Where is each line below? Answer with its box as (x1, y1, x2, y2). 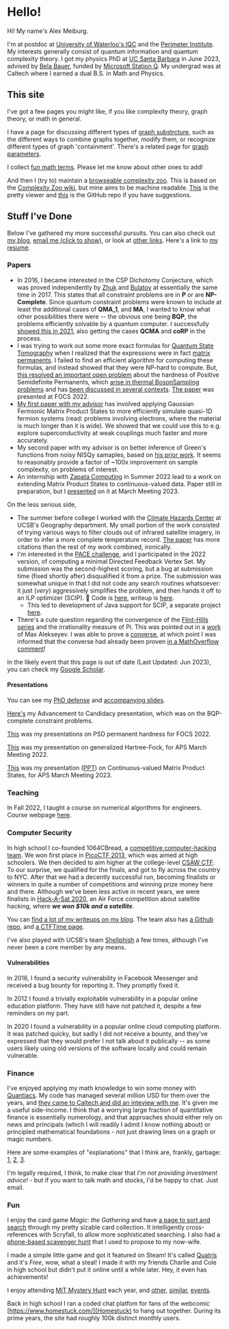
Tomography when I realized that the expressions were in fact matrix (16, 349, 211, 357)
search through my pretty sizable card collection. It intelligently (7, 1224, 185, 1232)
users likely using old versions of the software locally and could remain (7, 1044, 207, 1052)
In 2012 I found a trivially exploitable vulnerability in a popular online (7, 994, 198, 1002)
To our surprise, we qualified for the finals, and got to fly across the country (7, 865, 221, 873)
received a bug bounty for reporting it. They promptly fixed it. (7, 981, 180, 989)
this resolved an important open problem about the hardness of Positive (16, 371, 219, 379)
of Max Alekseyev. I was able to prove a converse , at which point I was (16, 630, 217, 638)
